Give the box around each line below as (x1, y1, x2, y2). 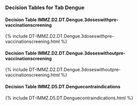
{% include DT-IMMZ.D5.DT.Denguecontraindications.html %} (5, 95, 133, 101)
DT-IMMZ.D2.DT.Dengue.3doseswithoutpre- (29, 67, 121, 73)
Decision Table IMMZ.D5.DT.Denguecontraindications (5, 83, 120, 89)
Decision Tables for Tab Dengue (5, 4, 85, 11)
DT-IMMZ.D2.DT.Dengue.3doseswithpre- (29, 33, 114, 39)
